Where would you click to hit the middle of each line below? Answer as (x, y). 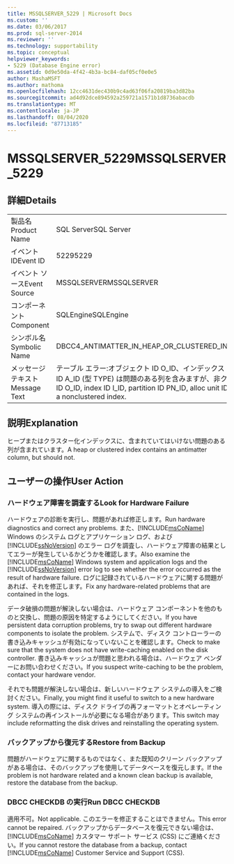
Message (26, 387)
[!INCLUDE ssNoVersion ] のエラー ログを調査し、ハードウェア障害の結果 (111, 545)
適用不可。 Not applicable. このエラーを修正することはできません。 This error (117, 819)
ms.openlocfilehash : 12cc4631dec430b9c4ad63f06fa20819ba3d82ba (101, 91)
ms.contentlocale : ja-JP (43, 111)
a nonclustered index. (91, 396)
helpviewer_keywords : (39, 59)
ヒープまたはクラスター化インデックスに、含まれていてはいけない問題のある (116, 441)
